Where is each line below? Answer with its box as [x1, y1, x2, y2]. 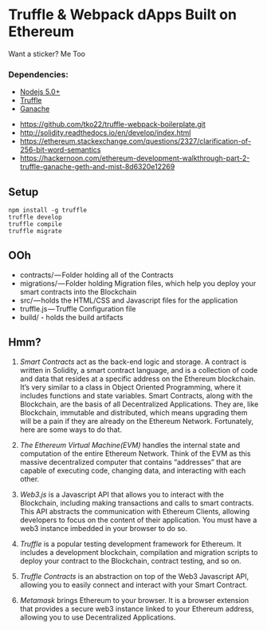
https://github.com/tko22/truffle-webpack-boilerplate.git [19, 120, 206, 129]
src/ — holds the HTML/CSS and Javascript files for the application [19, 295, 238, 305]
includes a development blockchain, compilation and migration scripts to [19, 547, 258, 557]
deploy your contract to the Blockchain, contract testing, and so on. [19, 556, 241, 565]
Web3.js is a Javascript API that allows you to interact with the [19, 489, 225, 499]
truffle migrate [8, 228, 62, 236]
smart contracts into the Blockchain [19, 287, 137, 296]
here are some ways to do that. [19, 425, 122, 434]
